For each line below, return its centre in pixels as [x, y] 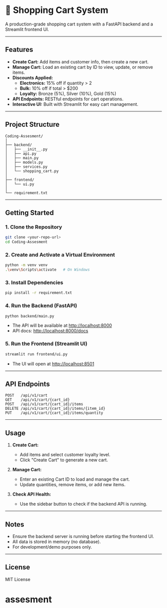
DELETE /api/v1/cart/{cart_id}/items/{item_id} [55, 409]
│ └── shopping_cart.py [32, 171]
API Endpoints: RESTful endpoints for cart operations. [68, 99]
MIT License [18, 579]
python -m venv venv [27, 265]
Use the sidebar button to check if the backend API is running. [83, 504]
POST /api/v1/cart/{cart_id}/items [44, 404]
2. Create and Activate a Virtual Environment [60, 255]
